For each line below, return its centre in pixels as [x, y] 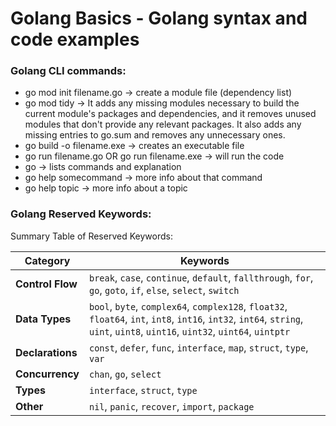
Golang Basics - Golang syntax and [159, 18]
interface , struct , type [143, 390]
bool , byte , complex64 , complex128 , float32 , [188, 306]
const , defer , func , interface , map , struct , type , [199, 347]
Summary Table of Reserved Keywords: [91, 236]
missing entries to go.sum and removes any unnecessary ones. [155, 135]
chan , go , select [125, 374]
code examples [75, 39]
